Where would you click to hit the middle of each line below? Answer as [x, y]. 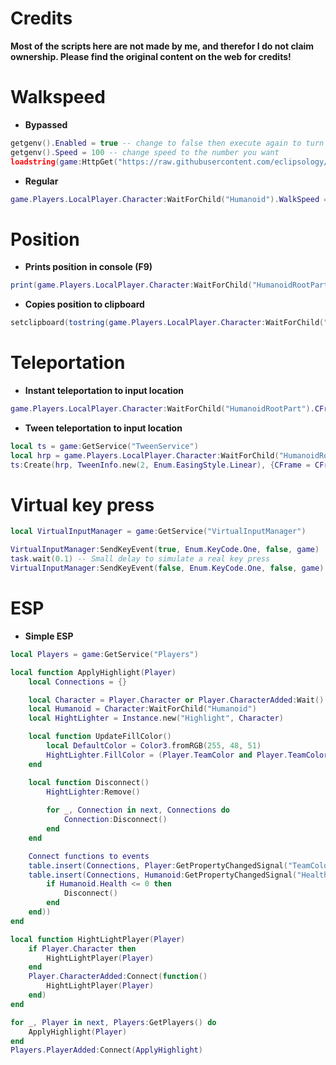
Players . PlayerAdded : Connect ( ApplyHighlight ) [106, 1050]
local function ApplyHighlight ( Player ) [93, 672]
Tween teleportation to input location [103, 428]
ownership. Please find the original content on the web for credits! [151, 56]
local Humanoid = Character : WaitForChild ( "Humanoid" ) [142, 709]
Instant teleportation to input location [104, 390]
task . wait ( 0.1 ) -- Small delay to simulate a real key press [140, 559]
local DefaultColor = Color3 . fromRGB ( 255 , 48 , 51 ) [154, 746]
